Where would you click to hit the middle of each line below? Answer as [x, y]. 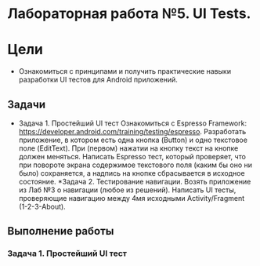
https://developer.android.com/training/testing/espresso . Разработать [132, 131]
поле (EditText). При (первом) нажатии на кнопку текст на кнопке [128, 148]
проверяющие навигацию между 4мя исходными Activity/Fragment [132, 198]
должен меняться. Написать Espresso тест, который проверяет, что [132, 156]
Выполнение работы [61, 231]
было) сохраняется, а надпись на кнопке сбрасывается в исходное [132, 173]
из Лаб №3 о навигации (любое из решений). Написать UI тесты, [127, 190]
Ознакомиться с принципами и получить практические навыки [125, 71]
